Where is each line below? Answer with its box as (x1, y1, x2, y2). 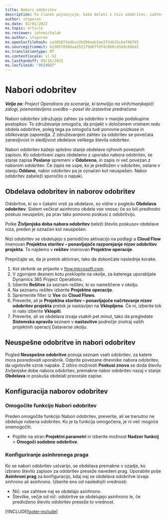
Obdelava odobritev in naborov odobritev (5, 187, 135, 196)
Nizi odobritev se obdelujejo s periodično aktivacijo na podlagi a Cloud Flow (5, 236, 161, 242)
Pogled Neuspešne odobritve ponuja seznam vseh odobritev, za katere (5, 352, 153, 358)
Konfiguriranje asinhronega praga (5, 451, 88, 458)
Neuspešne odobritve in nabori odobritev (5, 338, 136, 347)
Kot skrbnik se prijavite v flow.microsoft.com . (12, 265, 105, 271)
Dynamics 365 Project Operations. (12, 276, 83, 282)
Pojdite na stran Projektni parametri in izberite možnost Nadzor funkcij (12, 434, 159, 440)
